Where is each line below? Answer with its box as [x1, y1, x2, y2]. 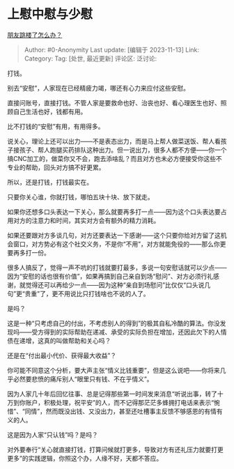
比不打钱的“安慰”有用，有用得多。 [7, 122, 104, 130]
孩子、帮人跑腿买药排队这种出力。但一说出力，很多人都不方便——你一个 [19, 146, 227, 154]
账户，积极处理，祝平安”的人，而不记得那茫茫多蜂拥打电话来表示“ [25, 398, 214, 406]
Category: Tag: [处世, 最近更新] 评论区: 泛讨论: [24, 54, 157, 63]
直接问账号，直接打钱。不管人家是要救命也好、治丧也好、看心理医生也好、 [7, 98, 221, 107]
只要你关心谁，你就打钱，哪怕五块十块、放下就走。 [7, 192, 154, 201]
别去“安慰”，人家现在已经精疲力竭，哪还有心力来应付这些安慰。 [7, 84, 190, 92]
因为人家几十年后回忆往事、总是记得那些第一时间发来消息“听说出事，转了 [7, 390, 218, 398]
